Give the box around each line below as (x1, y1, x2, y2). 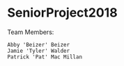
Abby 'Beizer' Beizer (7, 41, 70, 48)
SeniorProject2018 (7, 5, 118, 21)
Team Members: (7, 28, 54, 36)
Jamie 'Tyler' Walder (7, 47, 70, 54)
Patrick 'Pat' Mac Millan (7, 53, 82, 60)
